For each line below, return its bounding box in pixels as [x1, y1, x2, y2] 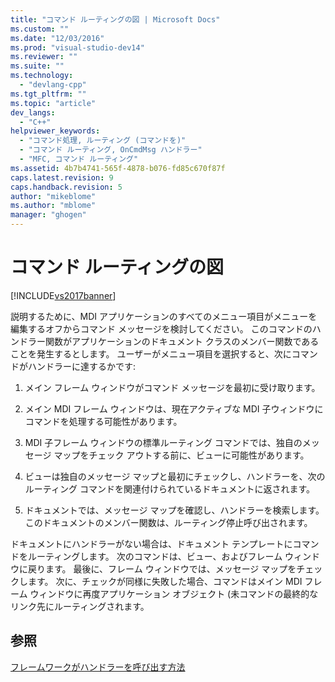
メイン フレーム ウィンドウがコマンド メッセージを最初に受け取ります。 [24, 381, 321, 393]
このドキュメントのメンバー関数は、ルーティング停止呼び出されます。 [24, 516, 313, 528]
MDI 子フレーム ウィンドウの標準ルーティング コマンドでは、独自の [24, 436, 303, 448]
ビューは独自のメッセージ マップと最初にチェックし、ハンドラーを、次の [24, 470, 326, 482]
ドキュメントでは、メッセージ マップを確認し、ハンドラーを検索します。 [24, 504, 325, 516]
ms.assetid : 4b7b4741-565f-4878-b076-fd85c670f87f [10, 163, 226, 173]
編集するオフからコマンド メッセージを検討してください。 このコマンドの [10, 322, 313, 335]
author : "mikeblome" [10, 191, 97, 201]
